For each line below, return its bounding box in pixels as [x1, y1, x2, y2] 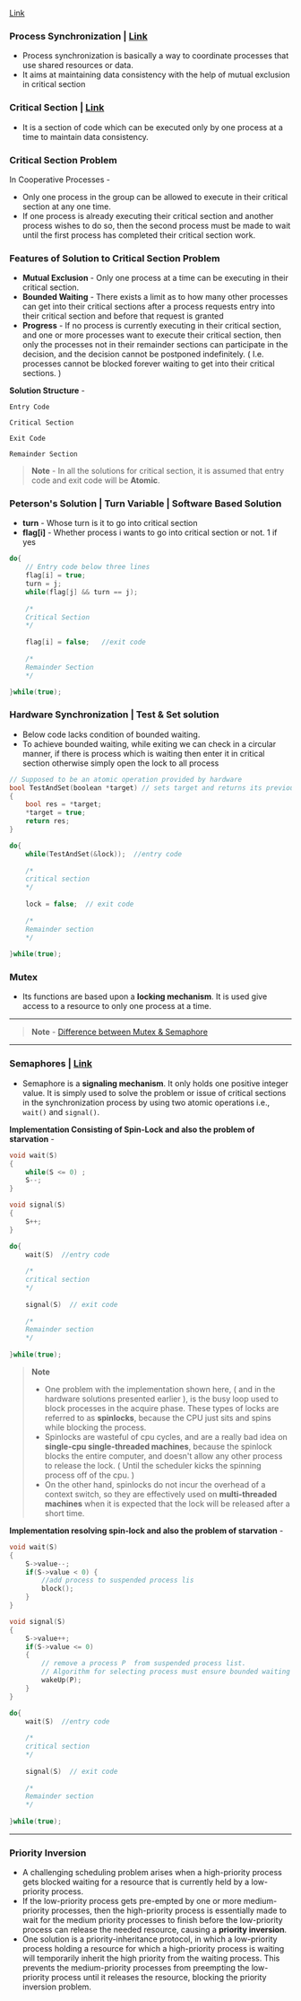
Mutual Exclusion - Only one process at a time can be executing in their [21, 273, 288, 284]
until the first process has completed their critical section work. [21, 229, 256, 241]
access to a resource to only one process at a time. [21, 1001, 212, 1012]
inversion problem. [21, 1981, 92, 1992]
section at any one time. [21, 201, 112, 212]
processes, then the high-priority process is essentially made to [51, 1905, 287, 1916]
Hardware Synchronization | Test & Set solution [9, 708, 219, 721]
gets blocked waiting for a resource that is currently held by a [21, 1876, 250, 1888]
